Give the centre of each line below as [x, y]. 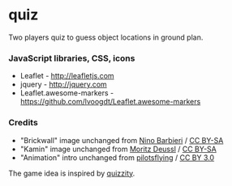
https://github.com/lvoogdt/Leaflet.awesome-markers [110, 102]
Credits [23, 123]
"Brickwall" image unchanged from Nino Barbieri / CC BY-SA [122, 140]
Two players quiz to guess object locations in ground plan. [106, 37]
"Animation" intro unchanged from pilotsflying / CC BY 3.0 [117, 157]
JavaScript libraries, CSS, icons [72, 58]
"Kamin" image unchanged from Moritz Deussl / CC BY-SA [118, 149]
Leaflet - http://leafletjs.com [67, 76]
